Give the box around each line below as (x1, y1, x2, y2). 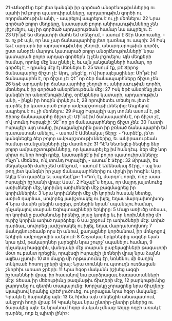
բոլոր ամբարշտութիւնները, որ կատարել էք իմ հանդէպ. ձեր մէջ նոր (5, 146, 167, 152)
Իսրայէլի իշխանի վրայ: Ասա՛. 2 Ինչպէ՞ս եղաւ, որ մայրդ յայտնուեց (5, 179, 163, 185)
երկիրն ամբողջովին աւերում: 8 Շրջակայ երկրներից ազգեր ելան (5, 234, 160, 239)
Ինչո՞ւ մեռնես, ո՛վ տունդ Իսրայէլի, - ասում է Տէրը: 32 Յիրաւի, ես (5, 157, 159, 163)
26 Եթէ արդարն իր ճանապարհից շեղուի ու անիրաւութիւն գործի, (5, 81, 162, 87)
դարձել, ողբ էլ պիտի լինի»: (5, 310, 69, 316)
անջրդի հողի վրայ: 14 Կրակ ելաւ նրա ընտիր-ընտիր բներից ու (5, 299, 154, 305)
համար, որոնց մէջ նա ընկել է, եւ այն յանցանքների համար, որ (5, 59, 152, 65)
